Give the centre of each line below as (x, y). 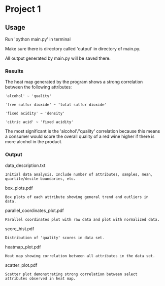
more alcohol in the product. (34, 142)
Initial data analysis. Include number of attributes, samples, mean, (79, 174)
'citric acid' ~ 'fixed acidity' (39, 122)
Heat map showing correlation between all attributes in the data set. (80, 256)
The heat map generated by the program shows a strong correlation (74, 82)
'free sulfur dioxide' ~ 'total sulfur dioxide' (56, 105)
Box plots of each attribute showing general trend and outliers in (77, 197)
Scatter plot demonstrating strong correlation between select (71, 274)
